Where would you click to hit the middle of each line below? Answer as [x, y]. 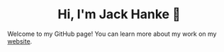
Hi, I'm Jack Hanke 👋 [119, 14]
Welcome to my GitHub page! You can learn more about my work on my [112, 34]
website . [20, 41]
